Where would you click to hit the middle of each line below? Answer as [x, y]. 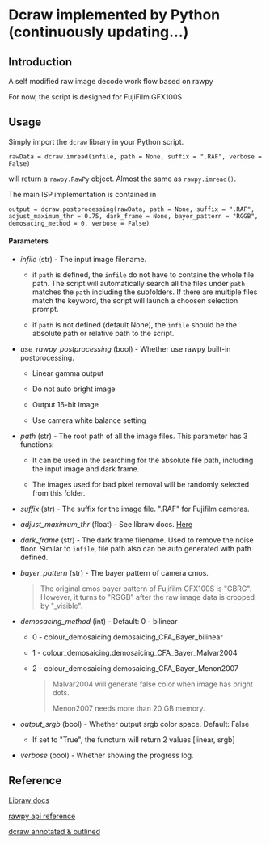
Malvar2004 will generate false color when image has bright [152, 684]
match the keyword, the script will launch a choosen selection [135, 301]
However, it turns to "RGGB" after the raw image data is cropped [147, 597]
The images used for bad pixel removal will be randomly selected [141, 485]
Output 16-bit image [65, 405]
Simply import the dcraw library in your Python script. [96, 141]
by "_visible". [61, 606]
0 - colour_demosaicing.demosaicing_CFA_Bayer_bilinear [128, 637]
